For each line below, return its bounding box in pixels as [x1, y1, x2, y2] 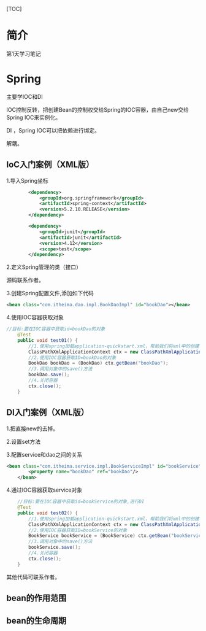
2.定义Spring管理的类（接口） [6, 263, 82, 271]
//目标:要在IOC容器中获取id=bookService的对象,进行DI [17, 498, 145, 505]
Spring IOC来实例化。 [6, 114, 61, 121]
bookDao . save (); [28, 371, 70, 378]
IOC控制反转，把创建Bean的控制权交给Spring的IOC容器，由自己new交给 [6, 106, 189, 113]
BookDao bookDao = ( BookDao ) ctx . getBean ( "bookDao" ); [28, 360, 169, 366]
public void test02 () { [17, 509, 78, 516]
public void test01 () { [17, 337, 78, 343]
